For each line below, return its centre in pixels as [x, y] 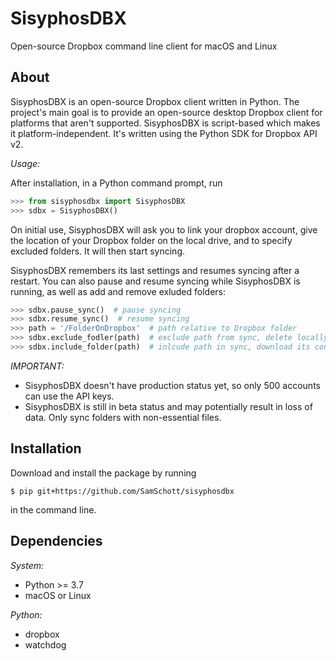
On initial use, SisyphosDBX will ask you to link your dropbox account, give [164, 229]
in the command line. [53, 509]
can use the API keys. [69, 396]
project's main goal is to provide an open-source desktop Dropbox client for [166, 112]
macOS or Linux [58, 595]
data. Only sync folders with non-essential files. [123, 417]
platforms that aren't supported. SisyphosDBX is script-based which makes [165, 123]
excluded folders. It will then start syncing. [98, 251]
